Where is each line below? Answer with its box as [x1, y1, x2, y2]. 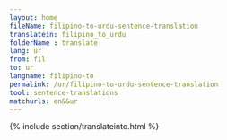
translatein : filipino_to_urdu [9, 30, 127, 39]
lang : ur [9, 47, 42, 56]
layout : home [9, 13, 58, 22]
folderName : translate [9, 38, 99, 48]
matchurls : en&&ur [9, 96, 78, 106]
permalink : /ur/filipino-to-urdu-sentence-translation [9, 80, 219, 89]
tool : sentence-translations [9, 88, 118, 97]
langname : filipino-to [9, 72, 94, 81]
